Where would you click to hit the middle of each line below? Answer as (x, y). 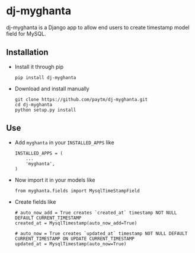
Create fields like (35, 202)
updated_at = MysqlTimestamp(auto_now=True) (71, 244)
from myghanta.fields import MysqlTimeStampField (77, 191)
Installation (27, 53)
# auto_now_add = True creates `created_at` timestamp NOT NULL (96, 213)
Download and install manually (52, 88)
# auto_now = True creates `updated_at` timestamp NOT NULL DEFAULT (101, 233)
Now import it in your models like (55, 180)
